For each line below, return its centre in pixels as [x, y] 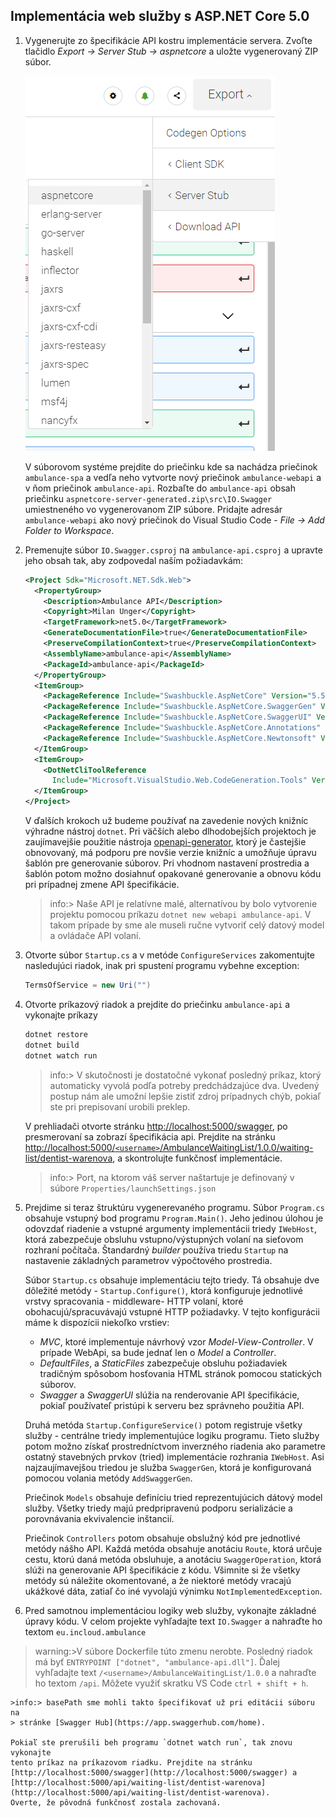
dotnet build [52, 1045]
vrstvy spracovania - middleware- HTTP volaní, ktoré [134, 1301]
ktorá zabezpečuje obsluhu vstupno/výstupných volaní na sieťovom [164, 1239]
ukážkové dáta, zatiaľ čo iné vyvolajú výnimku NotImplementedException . [173, 1591]
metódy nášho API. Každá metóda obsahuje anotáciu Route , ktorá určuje [173, 1548]
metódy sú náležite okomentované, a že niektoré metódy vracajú [158, 1580]
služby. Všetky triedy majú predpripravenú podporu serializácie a [158, 1508]
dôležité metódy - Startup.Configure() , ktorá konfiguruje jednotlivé [163, 1290]
